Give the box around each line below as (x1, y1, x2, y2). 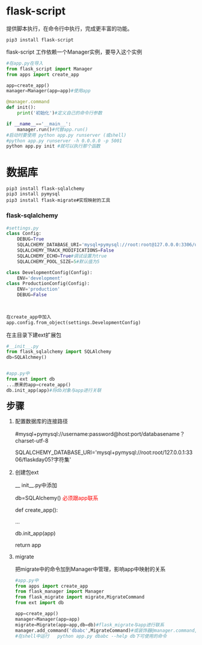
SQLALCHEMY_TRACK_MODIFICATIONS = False (17, 248, 114, 254)
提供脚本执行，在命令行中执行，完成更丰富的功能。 (6, 25, 133, 32)
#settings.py (6, 225, 39, 231)
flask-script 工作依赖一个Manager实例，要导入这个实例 (6, 48, 142, 55)
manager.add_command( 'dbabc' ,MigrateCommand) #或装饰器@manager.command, (14, 628, 198, 634)
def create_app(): (14, 506, 58, 513)
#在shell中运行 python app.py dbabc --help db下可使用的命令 (14, 633, 167, 639)
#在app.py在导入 (6, 60, 43, 66)
